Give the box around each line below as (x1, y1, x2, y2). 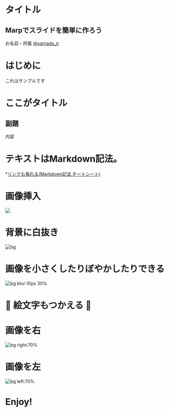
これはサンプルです (5, 78, 46, 84)
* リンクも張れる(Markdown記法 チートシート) (5, 170, 101, 177)
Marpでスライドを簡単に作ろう (5, 26, 102, 35)
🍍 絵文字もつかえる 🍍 (5, 299, 92, 311)
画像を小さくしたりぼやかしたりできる (5, 263, 165, 274)
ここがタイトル (5, 97, 68, 109)
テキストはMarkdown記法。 (5, 153, 122, 165)
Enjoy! (5, 396, 33, 407)
